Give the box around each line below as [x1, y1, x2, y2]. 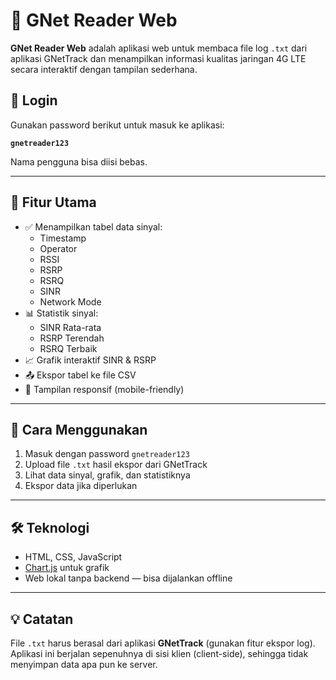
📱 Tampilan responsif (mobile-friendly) [24, 383, 185, 395]
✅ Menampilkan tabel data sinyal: [24, 220, 163, 233]
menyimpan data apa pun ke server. [10, 659, 158, 670]
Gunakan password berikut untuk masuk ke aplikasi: [10, 119, 225, 131]
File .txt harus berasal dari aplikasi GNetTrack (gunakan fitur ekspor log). [10, 637, 316, 649]
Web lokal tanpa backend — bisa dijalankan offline [24, 572, 233, 584]
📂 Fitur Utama [10, 194, 97, 211]
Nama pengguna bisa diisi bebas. [10, 155, 148, 168]
